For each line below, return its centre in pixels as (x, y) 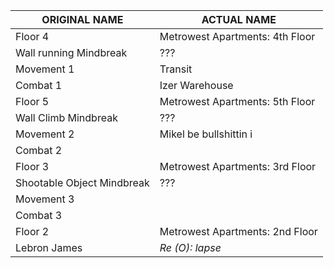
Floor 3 (32, 166)
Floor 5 (32, 101)
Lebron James (49, 247)
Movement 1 (45, 69)
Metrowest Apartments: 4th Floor (237, 36)
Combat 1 (39, 85)
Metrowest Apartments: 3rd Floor (238, 166)
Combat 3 (39, 215)
